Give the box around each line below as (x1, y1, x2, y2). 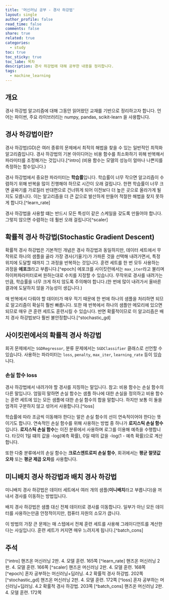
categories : (5, 40, 30, 45)
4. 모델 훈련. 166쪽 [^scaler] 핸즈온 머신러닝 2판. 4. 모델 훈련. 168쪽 (12, 564, 146, 570)
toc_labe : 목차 (5, 59, 35, 64)
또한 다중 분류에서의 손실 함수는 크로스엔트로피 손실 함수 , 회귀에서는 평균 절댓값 (5, 450, 161, 456)
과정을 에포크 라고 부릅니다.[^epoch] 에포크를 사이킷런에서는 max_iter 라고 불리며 (5, 266, 164, 272)
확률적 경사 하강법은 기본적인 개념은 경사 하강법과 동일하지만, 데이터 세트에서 (5, 247, 156, 253)
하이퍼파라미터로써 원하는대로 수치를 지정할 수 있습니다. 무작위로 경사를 (5, 272, 145, 279)
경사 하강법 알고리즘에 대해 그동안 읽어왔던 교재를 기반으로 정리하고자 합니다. (5, 107, 156, 114)
